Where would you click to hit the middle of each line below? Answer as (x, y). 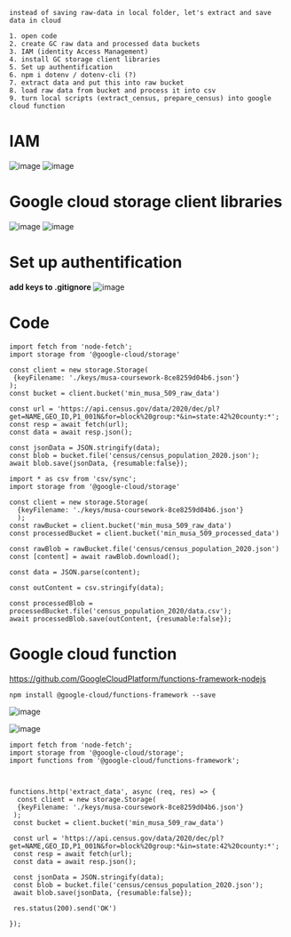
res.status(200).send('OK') (65, 908)
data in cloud (35, 20)
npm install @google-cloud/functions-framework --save (113, 695)
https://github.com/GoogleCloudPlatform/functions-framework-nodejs (138, 678)
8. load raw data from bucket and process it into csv (113, 91)
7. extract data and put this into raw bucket (97, 83)
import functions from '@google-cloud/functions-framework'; (125, 760)
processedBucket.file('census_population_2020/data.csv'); (121, 611)
